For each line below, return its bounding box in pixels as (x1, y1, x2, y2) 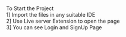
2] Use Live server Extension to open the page (6, 17, 120, 25)
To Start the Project (6, 5, 54, 12)
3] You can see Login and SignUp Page (6, 24, 102, 31)
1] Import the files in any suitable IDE (6, 11, 96, 18)
